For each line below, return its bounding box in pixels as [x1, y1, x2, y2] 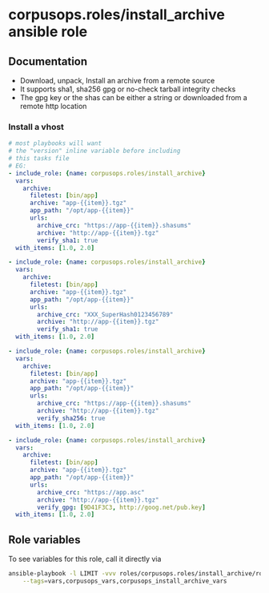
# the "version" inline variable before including [8, 147, 181, 155]
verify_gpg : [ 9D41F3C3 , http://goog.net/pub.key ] [37, 503, 206, 511]
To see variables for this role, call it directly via [8, 555, 162, 564]
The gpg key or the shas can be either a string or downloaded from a [19, 93, 248, 102]
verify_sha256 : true [37, 414, 106, 422]
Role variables [8, 533, 81, 547]
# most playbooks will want [8, 139, 102, 147]
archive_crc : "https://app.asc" [37, 488, 146, 496]
